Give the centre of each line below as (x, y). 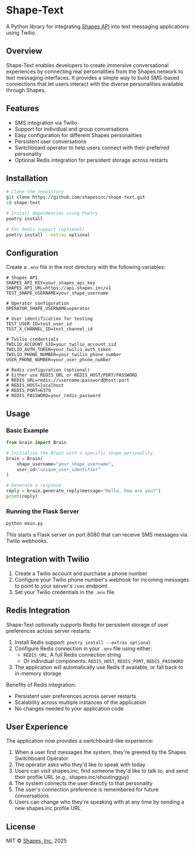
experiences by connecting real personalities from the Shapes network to (95, 71)
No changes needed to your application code (69, 708)
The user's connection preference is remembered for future (87, 790)
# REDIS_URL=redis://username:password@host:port (68, 380)
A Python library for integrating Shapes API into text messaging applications (97, 26)
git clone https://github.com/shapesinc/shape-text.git (76, 197)
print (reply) (22, 496)
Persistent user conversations (50, 141)
